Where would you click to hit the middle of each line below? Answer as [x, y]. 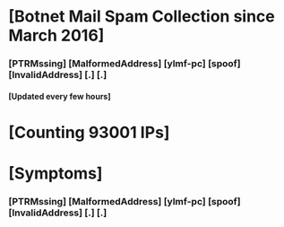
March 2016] [56, 35]
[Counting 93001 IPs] [89, 132]
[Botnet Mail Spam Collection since [142, 17]
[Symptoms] [56, 174]
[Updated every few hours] [60, 96]
